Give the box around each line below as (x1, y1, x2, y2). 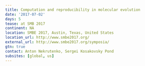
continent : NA (5, 26, 35, 31)
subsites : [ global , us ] (5, 53, 54, 59)
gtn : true (5, 44, 26, 49)
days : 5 (5, 16, 21, 21)
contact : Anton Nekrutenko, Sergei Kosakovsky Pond (5, 49, 114, 54)
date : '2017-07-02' (5, 12, 46, 17)
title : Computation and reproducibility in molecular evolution (5, 7, 141, 12)
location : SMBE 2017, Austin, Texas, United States (5, 30, 114, 35)
